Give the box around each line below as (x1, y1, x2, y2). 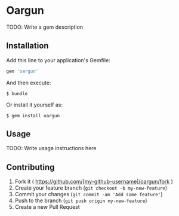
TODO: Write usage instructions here (6, 145, 97, 152)
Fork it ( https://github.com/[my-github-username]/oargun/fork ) (14, 178, 173, 185)
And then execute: (6, 79, 51, 86)
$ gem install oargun (6, 112, 60, 118)
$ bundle (6, 90, 28, 96)
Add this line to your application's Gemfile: (6, 56, 110, 63)
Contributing (6, 162, 55, 172)
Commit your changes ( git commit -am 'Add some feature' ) (14, 191, 163, 198)
